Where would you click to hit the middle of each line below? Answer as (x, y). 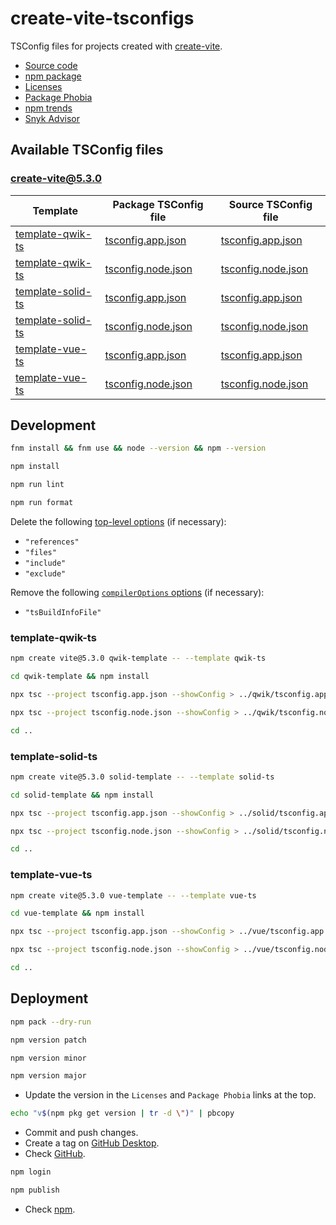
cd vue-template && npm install (77, 913)
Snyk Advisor (52, 118)
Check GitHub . (55, 1154)
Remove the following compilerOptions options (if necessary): (137, 592)
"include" (45, 563)
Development (53, 425)
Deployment (49, 998)
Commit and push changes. (81, 1133)
